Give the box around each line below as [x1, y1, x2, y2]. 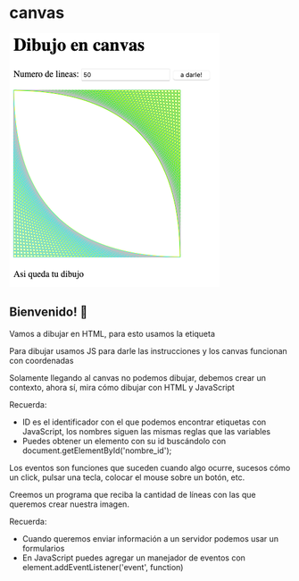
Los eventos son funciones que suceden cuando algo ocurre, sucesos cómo [9, 462, 291, 473]
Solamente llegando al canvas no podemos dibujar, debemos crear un [9, 372, 266, 383]
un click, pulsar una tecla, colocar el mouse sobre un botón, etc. [9, 472, 245, 483]
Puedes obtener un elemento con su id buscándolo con [21, 435, 227, 446]
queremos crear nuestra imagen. [9, 499, 129, 509]
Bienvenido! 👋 [9, 305, 88, 320]
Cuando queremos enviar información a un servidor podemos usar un [21, 533, 279, 543]
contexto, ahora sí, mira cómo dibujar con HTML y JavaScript [9, 382, 235, 392]
